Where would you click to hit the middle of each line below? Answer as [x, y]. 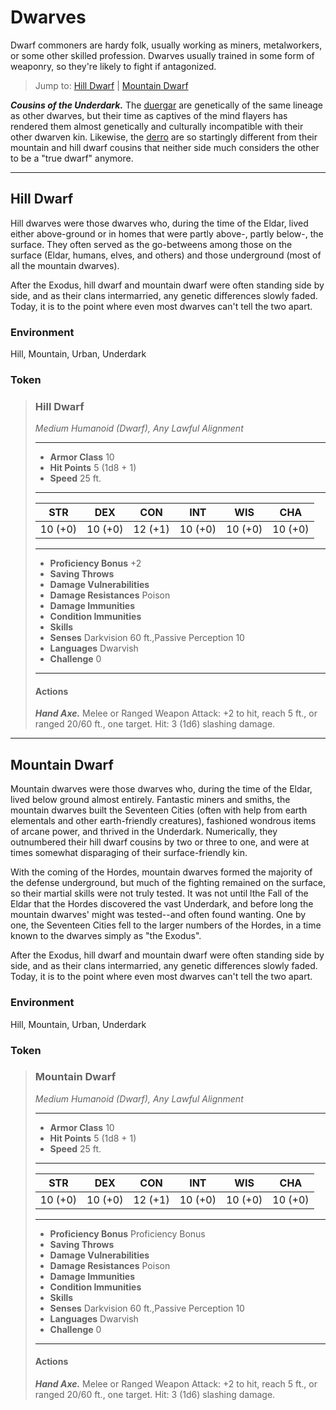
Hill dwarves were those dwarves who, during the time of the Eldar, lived [159, 223]
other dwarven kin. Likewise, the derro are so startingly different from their [164, 137]
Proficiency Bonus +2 [95, 563]
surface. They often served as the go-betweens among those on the [151, 244]
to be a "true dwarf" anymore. [72, 158]
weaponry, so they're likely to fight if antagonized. [113, 66]
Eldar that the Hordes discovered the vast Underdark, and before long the [162, 904]
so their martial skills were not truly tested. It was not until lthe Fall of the [159, 893]
